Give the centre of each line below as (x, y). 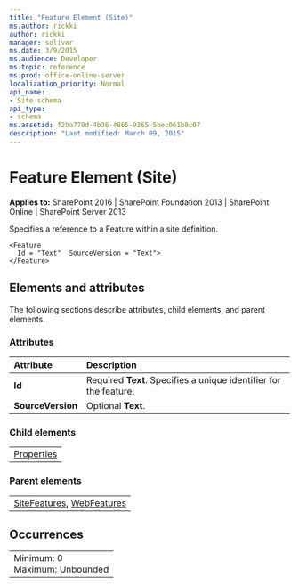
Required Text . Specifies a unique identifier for (184, 379)
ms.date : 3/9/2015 (43, 51)
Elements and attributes (77, 288)
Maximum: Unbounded (61, 569)
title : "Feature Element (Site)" (71, 17)
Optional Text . (116, 405)
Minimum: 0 (39, 558)
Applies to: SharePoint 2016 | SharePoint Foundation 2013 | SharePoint (139, 202)
